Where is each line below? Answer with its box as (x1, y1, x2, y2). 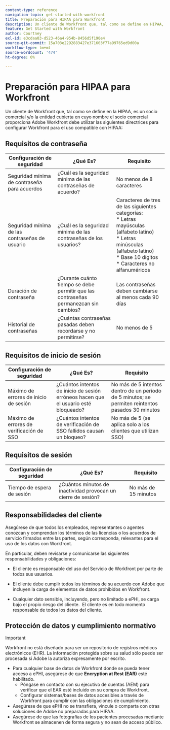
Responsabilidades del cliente (5, 511, 102, 519)
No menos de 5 (116, 324, 153, 331)
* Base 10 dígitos (116, 254, 158, 261)
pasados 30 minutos (111, 406, 160, 413)
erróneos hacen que (56, 393, 105, 401)
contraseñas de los (57, 235, 103, 242)
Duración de (8, 287, 37, 294)
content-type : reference (5, 7, 58, 13)
